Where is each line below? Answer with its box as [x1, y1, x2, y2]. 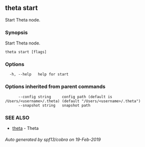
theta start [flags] [5, 50, 47, 55]
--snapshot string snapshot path [18, 103, 91, 108]
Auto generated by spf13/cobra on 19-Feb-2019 [5, 136, 101, 142]
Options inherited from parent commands [5, 83, 106, 90]
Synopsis [5, 29, 28, 36]
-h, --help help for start [9, 72, 69, 77]
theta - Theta [12, 126, 39, 131]
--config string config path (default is [18, 94, 112, 99]
